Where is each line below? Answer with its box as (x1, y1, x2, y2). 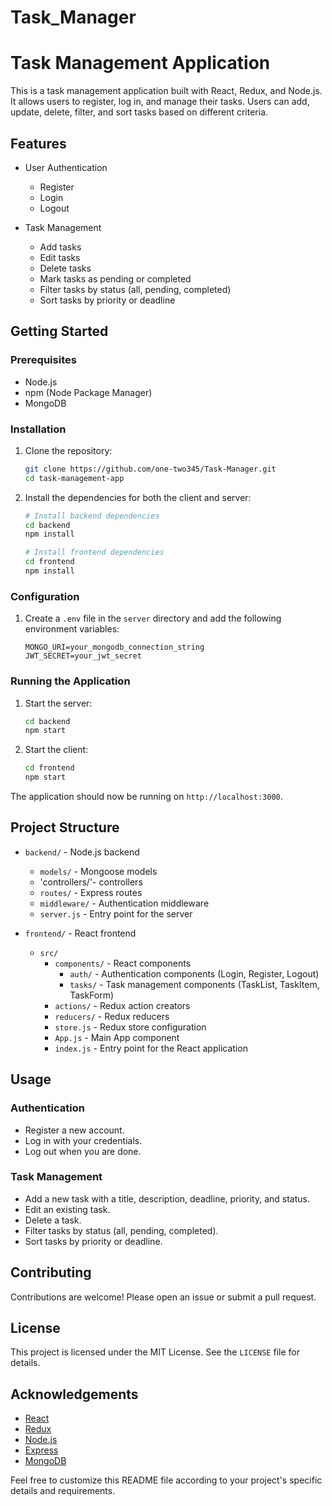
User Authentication (24, 161, 108, 173)
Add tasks (39, 241, 82, 253)
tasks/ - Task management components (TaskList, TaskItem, (69, 978, 320, 990)
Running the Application (10, 674, 131, 688)
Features (10, 135, 67, 152)
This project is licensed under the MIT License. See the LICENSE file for (10, 1346, 300, 1358)
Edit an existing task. (24, 1203, 111, 1215)
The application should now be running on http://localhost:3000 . (10, 791, 283, 803)
